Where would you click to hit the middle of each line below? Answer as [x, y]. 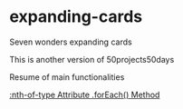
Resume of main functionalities [67, 77]
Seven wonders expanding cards [71, 42]
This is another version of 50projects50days [92, 59]
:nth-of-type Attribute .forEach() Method [85, 94]
